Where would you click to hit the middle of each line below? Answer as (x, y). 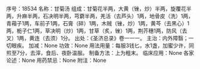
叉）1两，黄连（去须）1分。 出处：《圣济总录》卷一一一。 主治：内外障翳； (98, 38)
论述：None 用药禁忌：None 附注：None (56, 60)
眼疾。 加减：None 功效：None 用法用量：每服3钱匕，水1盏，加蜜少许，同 (102, 45)
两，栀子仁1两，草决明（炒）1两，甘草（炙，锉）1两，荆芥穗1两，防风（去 (97, 31)
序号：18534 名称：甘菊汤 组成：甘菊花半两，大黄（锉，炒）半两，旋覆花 (96, 9)
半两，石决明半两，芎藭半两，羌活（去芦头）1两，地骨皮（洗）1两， (110, 16)
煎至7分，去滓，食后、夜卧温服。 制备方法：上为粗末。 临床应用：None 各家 (100, 53)
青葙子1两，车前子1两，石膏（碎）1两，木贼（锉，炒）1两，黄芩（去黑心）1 (98, 23)
